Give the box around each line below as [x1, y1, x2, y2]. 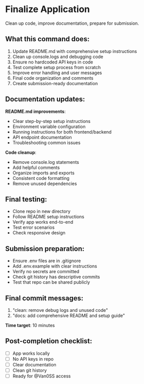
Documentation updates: [5, 95, 86, 104]
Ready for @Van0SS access [12, 373, 71, 379]
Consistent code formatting [12, 175, 69, 181]
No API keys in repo [12, 356, 54, 362]
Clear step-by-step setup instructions [12, 118, 91, 124]
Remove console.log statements [12, 159, 80, 165]
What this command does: [5, 35, 90, 43]
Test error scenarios [12, 224, 55, 230]
